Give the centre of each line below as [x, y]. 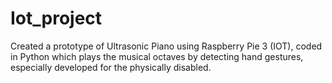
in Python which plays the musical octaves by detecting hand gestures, [157, 56]
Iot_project [56, 18]
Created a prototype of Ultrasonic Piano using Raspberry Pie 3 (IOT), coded [166, 46]
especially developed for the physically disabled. [111, 67]
